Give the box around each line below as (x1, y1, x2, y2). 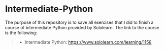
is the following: (5, 30, 37, 35)
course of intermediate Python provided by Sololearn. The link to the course (5, 24, 160, 30)
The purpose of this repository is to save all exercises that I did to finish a (5, 19, 154, 25)
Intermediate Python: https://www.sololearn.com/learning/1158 (24, 39, 152, 45)
